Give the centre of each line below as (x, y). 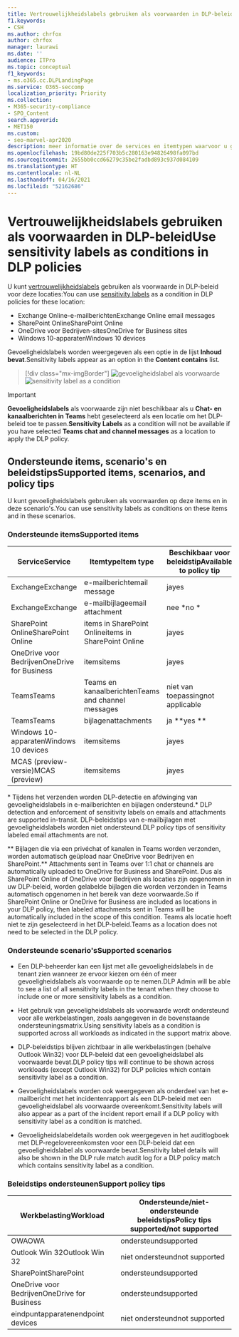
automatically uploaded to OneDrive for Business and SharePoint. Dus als (115, 872)
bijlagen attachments (118, 721)
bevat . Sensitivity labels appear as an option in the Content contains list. (114, 360)
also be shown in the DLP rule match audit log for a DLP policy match (119, 1157)
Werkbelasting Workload (62, 1216)
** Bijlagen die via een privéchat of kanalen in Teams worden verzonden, (114, 849)
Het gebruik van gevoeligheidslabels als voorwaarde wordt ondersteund (123, 1010)
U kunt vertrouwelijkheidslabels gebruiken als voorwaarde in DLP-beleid (113, 286)
